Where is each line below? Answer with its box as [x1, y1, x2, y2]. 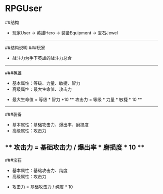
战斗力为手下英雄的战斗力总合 [12, 55, 72, 61]
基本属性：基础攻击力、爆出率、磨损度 [12, 122, 89, 128]
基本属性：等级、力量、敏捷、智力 [12, 80, 81, 86]
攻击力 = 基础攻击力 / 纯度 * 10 [12, 184, 73, 190]
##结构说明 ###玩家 [5, 45, 46, 50]
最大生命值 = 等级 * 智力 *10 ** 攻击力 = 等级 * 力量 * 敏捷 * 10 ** [12, 97, 142, 102]
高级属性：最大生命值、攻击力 [12, 86, 72, 92]
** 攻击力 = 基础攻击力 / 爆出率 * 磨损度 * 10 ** [5, 144, 145, 152]
